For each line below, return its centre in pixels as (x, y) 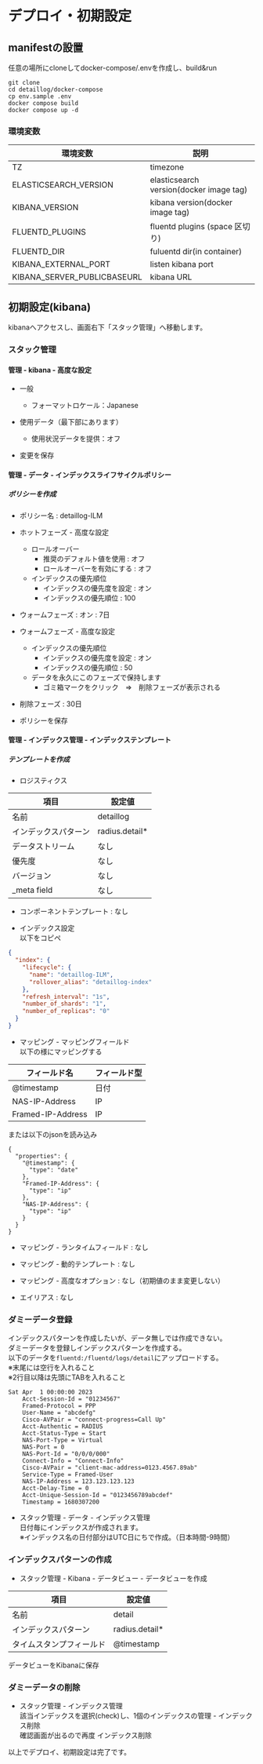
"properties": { (41, 1156)
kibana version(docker (191, 202)
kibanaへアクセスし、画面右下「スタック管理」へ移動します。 (108, 327)
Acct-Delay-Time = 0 (56, 1489)
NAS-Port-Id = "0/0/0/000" (66, 1454)
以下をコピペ (40, 938)
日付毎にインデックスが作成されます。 (81, 1528)
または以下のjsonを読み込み (53, 1134)
